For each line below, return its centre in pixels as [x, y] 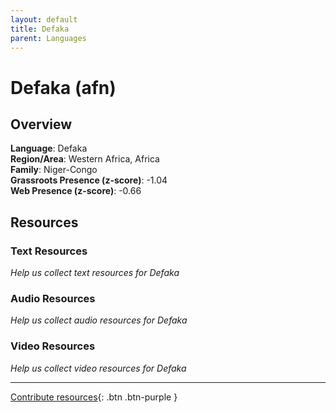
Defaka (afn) [63, 87]
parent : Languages [48, 38]
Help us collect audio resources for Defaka [99, 320]
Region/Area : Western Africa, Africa [85, 159]
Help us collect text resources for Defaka [95, 273]
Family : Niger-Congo [54, 170]
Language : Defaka [49, 148]
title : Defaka [40, 29]
